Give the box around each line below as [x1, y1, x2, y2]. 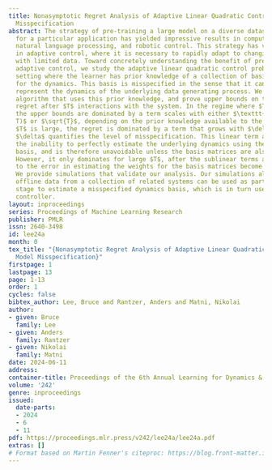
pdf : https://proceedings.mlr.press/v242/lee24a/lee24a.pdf [8, 434, 216, 442]
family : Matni [15, 351, 63, 359]
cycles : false [8, 291, 57, 299]
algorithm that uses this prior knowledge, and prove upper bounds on [15, 95, 259, 103]
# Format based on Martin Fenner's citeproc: [8, 449, 164, 457]
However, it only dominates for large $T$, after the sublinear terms [15, 155, 259, 163]
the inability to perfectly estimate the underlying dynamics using [15, 139, 252, 148]
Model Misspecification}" [15, 253, 104, 261]
